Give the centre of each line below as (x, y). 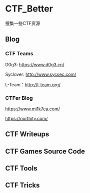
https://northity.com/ (26, 118)
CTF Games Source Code (45, 151)
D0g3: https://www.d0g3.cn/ (35, 64)
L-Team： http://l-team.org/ (33, 84)
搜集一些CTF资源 (23, 23)
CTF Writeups (27, 134)
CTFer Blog (19, 98)
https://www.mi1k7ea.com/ (33, 109)
